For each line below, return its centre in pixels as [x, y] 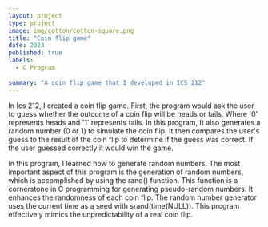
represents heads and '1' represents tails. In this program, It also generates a [134, 122]
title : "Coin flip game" [50, 38]
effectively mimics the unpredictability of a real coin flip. [101, 214]
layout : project [35, 16]
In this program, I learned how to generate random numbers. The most [124, 163]
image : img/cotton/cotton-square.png [71, 30]
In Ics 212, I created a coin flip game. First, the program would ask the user [131, 106]
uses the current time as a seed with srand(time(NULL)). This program [124, 205]
